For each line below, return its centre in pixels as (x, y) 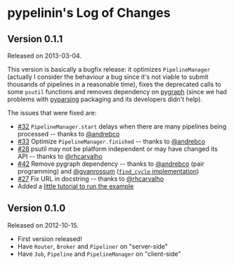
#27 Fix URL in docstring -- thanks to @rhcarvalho (90, 179)
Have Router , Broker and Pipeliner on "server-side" (93, 246)
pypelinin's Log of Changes (89, 13)
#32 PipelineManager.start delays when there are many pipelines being (122, 127)
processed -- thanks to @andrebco (69, 134)
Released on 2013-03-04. (45, 56)
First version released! (50, 239)
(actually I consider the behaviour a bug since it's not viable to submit (108, 77)
